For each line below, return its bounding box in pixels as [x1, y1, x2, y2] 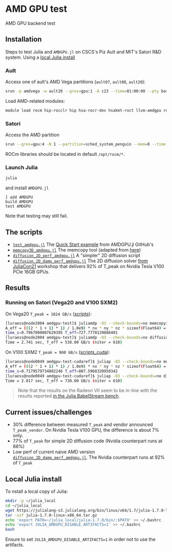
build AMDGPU [5, 199, 33, 205]
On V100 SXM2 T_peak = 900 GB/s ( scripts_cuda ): [5, 349, 110, 355]
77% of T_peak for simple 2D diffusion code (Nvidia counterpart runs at [12, 438, 163, 444]
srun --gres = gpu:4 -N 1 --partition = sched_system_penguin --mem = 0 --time [5, 142, 166, 147]
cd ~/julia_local [5, 503, 42, 508]
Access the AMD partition [5, 132, 60, 138]
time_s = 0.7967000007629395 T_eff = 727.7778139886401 [5, 330, 118, 335]
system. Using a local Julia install [5, 54, 75, 60]
